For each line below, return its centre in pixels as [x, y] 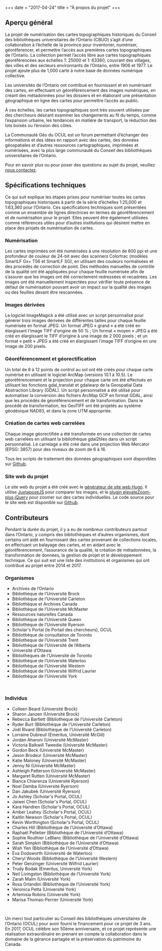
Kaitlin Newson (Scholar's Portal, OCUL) [52, 817]
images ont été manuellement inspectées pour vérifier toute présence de [78, 282]
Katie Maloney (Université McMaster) [49, 760]
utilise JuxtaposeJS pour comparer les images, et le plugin [63, 492]
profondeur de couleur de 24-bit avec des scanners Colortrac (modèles [77, 256]
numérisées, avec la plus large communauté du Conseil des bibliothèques [79, 150]
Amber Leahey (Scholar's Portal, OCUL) [52, 812]
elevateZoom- [137, 492]
